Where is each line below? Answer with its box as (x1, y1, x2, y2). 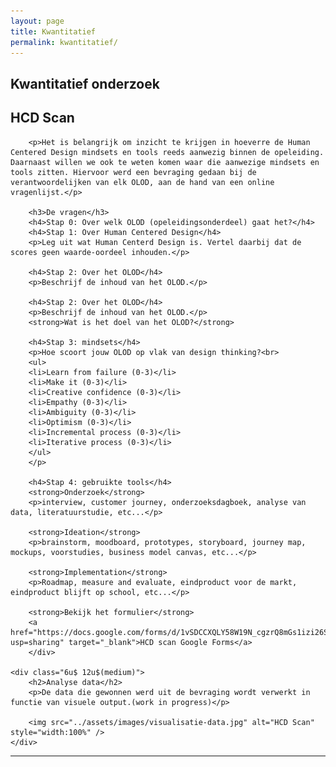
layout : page (10, 16, 65, 26)
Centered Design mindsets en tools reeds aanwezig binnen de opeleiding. (10, 147, 325, 157)
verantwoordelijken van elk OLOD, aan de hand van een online (10, 177, 275, 187)
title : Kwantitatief (10, 26, 97, 37)
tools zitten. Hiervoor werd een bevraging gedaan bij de (10, 167, 257, 177)
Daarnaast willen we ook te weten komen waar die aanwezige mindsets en (10, 157, 320, 167)
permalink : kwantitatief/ (10, 37, 118, 47)
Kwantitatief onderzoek (10, 75, 160, 92)
